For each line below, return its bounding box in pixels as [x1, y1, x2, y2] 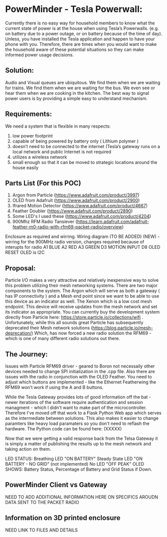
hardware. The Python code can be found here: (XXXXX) [5, 426, 122, 432]
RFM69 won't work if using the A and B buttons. [5, 384, 104, 390]
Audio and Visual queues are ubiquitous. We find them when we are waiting [5, 79, 161, 85]
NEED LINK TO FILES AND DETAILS [5, 527, 78, 533]
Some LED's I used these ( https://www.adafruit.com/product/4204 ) [12, 213, 151, 219]
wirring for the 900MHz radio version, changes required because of [5, 239, 145, 245]
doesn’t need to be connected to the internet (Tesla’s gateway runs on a [12, 143, 161, 149]
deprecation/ [5, 330, 32, 336]
